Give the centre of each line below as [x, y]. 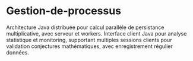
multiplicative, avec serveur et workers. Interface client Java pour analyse [96, 33]
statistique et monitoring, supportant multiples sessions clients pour [89, 40]
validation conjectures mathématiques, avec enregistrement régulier [90, 46]
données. [18, 52]
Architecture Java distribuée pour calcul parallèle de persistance [85, 27]
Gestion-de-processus [64, 11]
